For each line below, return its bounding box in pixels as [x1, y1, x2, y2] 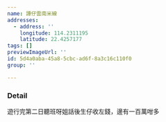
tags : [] [7, 42, 33, 49]
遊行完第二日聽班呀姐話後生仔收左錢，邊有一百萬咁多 [7, 107, 160, 115]
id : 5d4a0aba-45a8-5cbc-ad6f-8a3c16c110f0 [7, 55, 132, 62]
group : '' [7, 62, 36, 69]
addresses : [7, 17, 39, 24]
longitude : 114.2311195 [19, 29, 89, 37]
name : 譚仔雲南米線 [7, 10, 58, 17]
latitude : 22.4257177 [19, 36, 82, 43]
